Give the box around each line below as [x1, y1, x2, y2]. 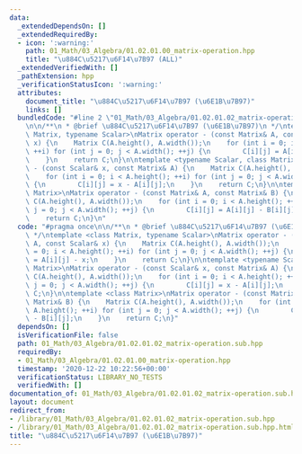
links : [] [25, 105, 63, 114]
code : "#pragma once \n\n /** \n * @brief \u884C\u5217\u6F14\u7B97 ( [17, 222, 276, 231]
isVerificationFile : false [17, 331, 119, 340]
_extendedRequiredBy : [17, 30, 99, 39]
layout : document [9, 397, 75, 407]
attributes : [17, 88, 63, 97]
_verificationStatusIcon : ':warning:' [17, 80, 164, 89]
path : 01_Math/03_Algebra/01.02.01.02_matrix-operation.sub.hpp [17, 339, 263, 348]
